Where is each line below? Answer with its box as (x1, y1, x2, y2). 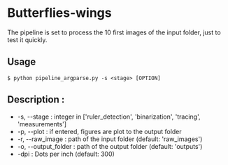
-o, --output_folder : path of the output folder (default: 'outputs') (17, 142, 203, 150)
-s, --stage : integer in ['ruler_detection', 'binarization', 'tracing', (17, 112, 201, 121)
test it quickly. (7, 35, 48, 44)
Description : (7, 93, 65, 106)
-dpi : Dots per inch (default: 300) (17, 150, 115, 158)
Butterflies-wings (7, 5, 112, 21)
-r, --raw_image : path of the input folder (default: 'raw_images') (17, 135, 203, 143)
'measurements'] (17, 119, 67, 128)
